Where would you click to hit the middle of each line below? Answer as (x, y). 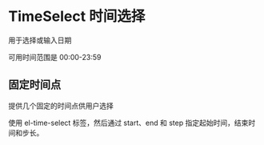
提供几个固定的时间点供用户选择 (61, 106)
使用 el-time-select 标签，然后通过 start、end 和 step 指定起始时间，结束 (128, 123)
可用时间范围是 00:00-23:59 (55, 57)
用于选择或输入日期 (40, 40)
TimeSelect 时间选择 (77, 16)
